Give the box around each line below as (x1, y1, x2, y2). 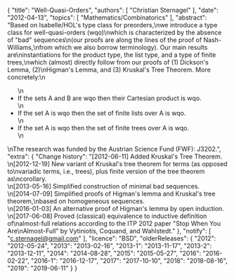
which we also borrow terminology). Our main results (54, 43, 208, 51)
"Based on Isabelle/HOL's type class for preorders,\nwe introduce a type (7, 21, 218, 29)
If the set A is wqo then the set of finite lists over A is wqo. (17, 109, 186, 117)
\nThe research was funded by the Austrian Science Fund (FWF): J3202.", (7, 145, 221, 153)
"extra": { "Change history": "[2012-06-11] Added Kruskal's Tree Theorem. (7, 152, 223, 161)
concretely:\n (7, 73, 46, 81)
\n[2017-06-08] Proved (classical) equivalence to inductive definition (7, 212, 207, 220)
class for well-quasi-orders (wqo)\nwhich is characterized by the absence (7, 28, 222, 36)
